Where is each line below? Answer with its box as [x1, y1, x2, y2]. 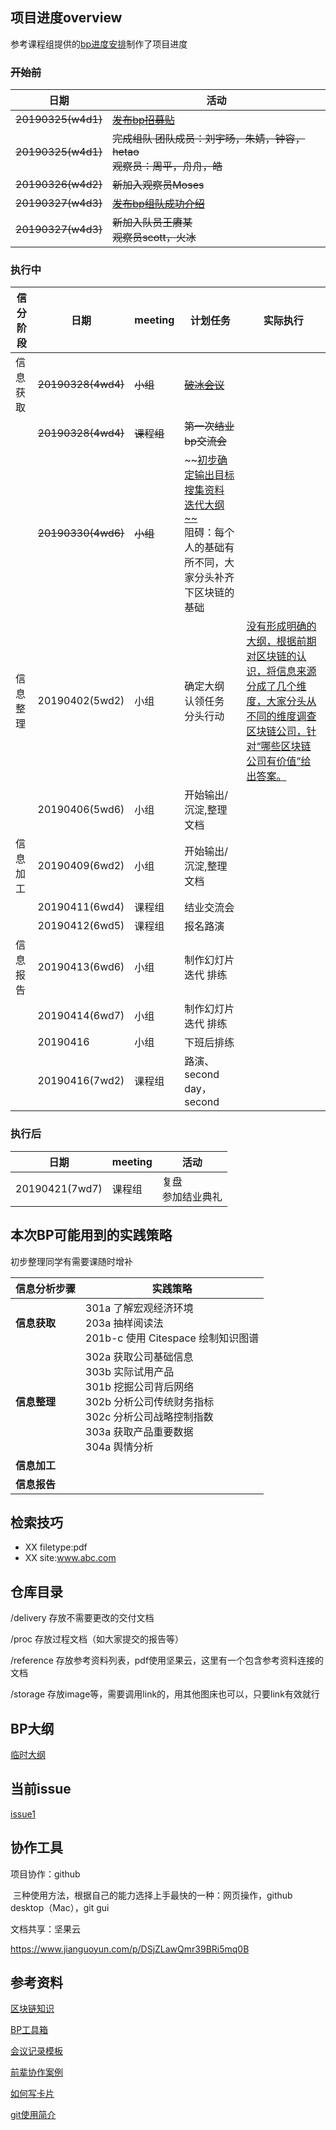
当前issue [10, 1781, 72, 1798]
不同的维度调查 [246, 709, 317, 723]
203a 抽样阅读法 [85, 1316, 164, 1330]
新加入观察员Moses [112, 178, 205, 192]
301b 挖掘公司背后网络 [85, 1379, 195, 1393]
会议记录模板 [10, 2045, 63, 2057]
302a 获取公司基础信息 [85, 1349, 194, 1363]
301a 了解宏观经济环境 [85, 1301, 194, 1315]
